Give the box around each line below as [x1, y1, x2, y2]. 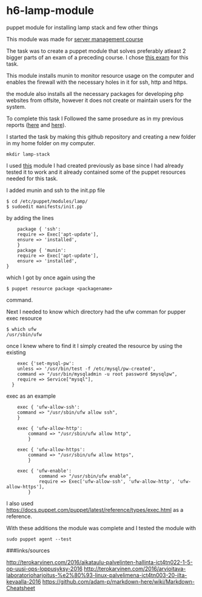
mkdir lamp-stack [6, 151, 50, 157]
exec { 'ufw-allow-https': [17, 446, 86, 452]
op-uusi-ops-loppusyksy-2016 [6, 565, 83, 572]
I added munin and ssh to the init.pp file [6, 186, 106, 194]
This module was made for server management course [6, 35, 144, 43]
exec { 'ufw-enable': [17, 468, 72, 474]
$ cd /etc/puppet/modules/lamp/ [6, 198, 88, 204]
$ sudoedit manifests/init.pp [6, 203, 83, 210]
